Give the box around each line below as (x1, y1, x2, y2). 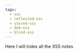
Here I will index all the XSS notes (5, 44, 74, 49)
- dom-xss (9, 26, 30, 30)
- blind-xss (9, 30, 35, 35)
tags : (5, 7, 16, 12)
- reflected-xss (9, 16, 43, 21)
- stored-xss (9, 21, 37, 26)
